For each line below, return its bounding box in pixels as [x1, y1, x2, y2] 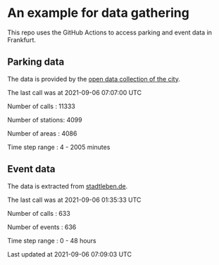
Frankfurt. [7, 35, 37, 44]
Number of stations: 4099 [7, 115, 82, 124]
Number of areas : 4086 [7, 129, 77, 138]
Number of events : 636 [7, 223, 77, 231]
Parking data [7, 56, 65, 68]
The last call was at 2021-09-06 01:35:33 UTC [7, 195, 142, 204]
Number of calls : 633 [7, 209, 70, 217]
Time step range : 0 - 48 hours [7, 236, 96, 245]
